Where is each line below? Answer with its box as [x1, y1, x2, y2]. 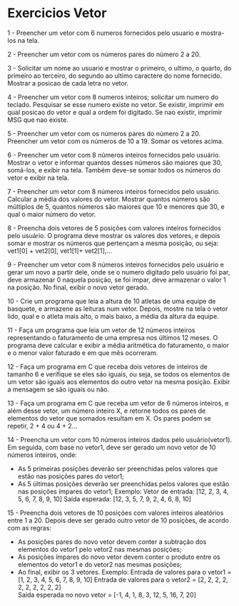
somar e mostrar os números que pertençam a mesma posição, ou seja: [7, 239, 219, 247]
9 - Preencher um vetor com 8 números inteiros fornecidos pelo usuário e [7, 260, 225, 269]
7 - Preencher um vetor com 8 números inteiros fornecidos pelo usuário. [7, 187, 220, 195]
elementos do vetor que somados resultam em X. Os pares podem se [7, 414, 212, 422]
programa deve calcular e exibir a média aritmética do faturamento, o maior [7, 341, 230, 349]
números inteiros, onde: [7, 451, 77, 459]
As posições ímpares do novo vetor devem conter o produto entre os [17, 553, 220, 561]
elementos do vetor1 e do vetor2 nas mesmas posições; [17, 560, 182, 568]
